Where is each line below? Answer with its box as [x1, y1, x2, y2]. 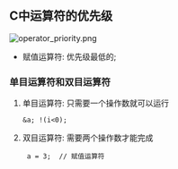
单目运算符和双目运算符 [9, 75, 111, 88]
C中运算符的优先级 [9, 8, 113, 24]
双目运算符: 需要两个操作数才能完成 [22, 132, 154, 143]
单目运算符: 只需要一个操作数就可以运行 [22, 97, 169, 109]
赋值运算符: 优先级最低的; [22, 51, 117, 62]
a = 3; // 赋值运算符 [26, 152, 105, 161]
